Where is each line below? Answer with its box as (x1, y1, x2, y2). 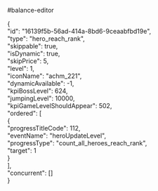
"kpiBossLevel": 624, (7, 87, 68, 95)
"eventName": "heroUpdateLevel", (7, 131, 107, 140)
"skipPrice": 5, (7, 57, 49, 65)
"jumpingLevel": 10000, (7, 94, 75, 103)
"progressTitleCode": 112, (7, 124, 81, 132)
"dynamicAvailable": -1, (7, 79, 74, 87)
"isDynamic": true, (7, 49, 60, 58)
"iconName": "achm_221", (7, 72, 82, 80)
